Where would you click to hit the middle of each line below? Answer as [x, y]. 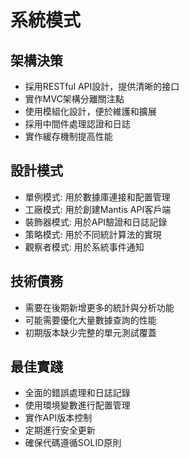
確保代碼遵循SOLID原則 [73, 443]
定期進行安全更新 [60, 430]
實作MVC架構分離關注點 [74, 99]
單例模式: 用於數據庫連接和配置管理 [97, 197]
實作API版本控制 [58, 418]
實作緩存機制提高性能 [68, 136]
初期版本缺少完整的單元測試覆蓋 [90, 332]
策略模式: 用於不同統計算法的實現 [93, 234]
